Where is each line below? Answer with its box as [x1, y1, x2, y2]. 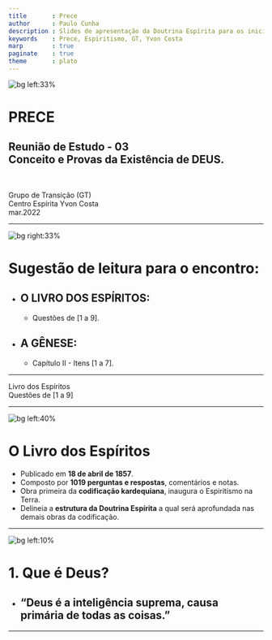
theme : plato [8, 58, 79, 66]
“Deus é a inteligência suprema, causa [19, 596, 219, 610]
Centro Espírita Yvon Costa [8, 198, 99, 208]
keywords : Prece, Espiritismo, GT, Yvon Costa [8, 34, 183, 43]
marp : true [8, 42, 74, 50]
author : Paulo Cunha [8, 19, 100, 28]
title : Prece [8, 11, 79, 20]
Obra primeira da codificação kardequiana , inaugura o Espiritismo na [19, 486, 253, 495]
